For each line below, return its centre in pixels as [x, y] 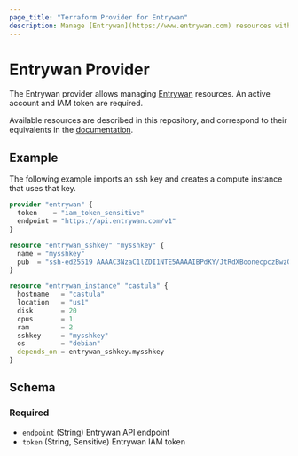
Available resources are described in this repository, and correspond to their [149, 120]
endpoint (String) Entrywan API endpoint [96, 432]
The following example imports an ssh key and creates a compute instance [146, 179]
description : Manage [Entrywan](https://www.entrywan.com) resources [141, 26]
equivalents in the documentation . [71, 130]
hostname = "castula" [61, 294]
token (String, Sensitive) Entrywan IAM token [104, 441]
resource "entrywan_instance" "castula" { [89, 286]
